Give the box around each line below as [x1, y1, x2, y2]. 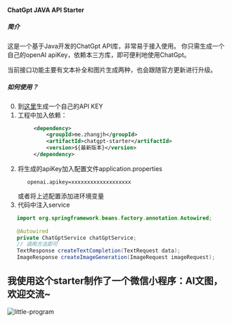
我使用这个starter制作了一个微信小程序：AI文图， [7, 275, 223, 287]
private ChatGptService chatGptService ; [16, 234, 137, 241]
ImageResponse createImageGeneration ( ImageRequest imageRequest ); [16, 254, 216, 261]
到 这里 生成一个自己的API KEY [17, 102, 103, 110]
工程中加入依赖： [17, 110, 67, 119]
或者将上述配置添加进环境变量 [17, 191, 104, 200]
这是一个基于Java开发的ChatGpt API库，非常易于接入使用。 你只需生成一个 [7, 42, 225, 50]
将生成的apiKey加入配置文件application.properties [17, 164, 163, 172]
